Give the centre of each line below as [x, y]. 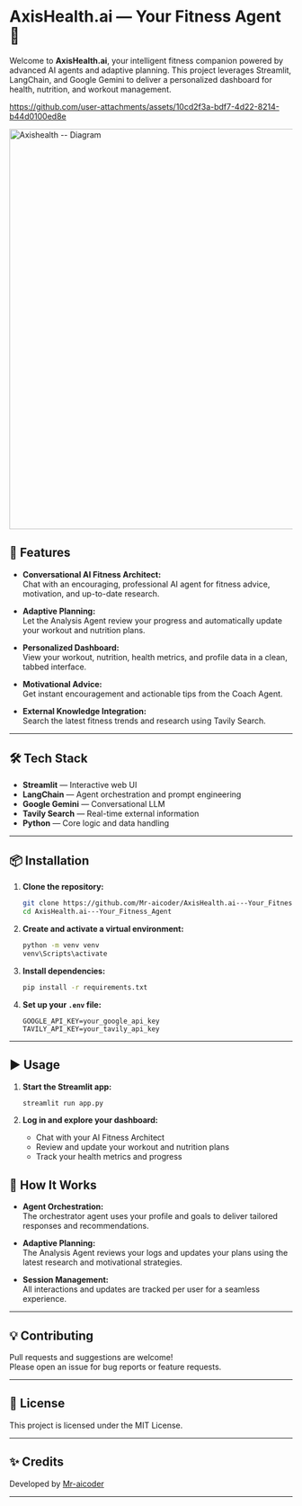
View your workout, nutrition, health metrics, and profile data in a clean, [155, 657]
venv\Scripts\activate [65, 954]
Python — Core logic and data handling [96, 823]
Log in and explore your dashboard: [90, 1120]
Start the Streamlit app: [67, 1087]
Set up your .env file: [62, 1004]
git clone [41, 903]
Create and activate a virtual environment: [103, 929]
